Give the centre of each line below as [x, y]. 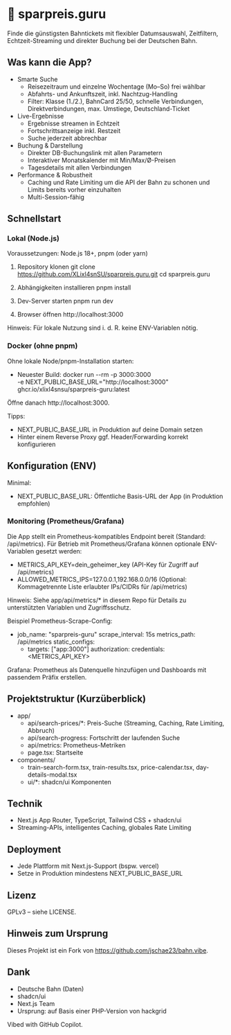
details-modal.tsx [52, 775]
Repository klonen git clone [56, 267]
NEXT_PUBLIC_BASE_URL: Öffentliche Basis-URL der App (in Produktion [120, 496]
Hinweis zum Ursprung [58, 934]
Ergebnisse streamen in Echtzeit [73, 123]
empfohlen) [34, 503]
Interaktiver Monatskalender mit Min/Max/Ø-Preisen [102, 160]
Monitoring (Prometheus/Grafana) [66, 521]
